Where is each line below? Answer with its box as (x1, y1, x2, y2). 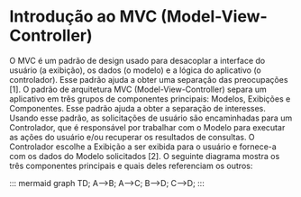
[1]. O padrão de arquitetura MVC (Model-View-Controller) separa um (9, 84, 268, 94)
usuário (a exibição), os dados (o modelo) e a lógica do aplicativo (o (9, 65, 261, 76)
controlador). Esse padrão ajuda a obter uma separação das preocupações (9, 74, 288, 85)
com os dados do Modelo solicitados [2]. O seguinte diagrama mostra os (9, 150, 280, 161)
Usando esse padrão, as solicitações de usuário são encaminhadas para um (9, 112, 293, 123)
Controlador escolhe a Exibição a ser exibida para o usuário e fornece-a (9, 141, 277, 152)
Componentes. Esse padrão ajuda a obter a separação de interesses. (9, 103, 266, 113)
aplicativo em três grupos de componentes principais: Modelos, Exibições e (9, 93, 291, 104)
